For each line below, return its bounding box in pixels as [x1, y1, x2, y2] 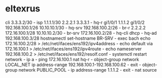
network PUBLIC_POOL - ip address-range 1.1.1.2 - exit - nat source [18, 67, 157, 73]
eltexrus [5, 3, 40, 14]
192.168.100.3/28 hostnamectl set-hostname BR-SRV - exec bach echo [5, 35, 151, 41]
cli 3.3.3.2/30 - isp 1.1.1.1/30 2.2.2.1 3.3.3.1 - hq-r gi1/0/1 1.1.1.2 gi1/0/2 [5, 19, 145, 25]
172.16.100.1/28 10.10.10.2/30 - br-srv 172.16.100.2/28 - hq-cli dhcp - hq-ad [5, 30, 157, 36]
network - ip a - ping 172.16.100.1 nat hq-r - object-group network [5, 56, 139, 62]
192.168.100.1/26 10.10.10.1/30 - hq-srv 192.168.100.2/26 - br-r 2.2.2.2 [5, 24, 146, 30]
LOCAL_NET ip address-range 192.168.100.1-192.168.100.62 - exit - [5, 62, 141, 68]
